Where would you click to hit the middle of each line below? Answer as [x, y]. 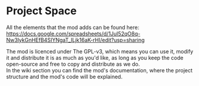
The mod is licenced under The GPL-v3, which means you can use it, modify [100, 51]
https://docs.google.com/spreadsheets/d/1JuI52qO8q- [73, 33]
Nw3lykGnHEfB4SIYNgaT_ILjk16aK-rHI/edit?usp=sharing [75, 40]
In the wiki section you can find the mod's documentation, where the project [99, 70]
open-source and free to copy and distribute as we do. [73, 64]
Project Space [42, 11]
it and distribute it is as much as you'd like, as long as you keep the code [95, 58]
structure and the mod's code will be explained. [64, 77]
